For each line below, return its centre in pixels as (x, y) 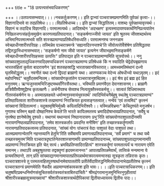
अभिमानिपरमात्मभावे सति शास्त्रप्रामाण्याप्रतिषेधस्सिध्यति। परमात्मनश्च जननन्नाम (64, 40)
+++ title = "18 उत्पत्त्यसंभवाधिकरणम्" (37, 8)
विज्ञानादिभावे (15, 23)
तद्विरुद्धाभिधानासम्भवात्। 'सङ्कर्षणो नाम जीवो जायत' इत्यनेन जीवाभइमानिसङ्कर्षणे (68, 51)
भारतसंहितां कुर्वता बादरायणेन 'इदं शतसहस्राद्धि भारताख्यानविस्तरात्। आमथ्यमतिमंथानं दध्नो (74, 67)
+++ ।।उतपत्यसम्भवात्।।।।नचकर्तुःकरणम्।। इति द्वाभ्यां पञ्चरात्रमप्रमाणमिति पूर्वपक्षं (72, 17)
